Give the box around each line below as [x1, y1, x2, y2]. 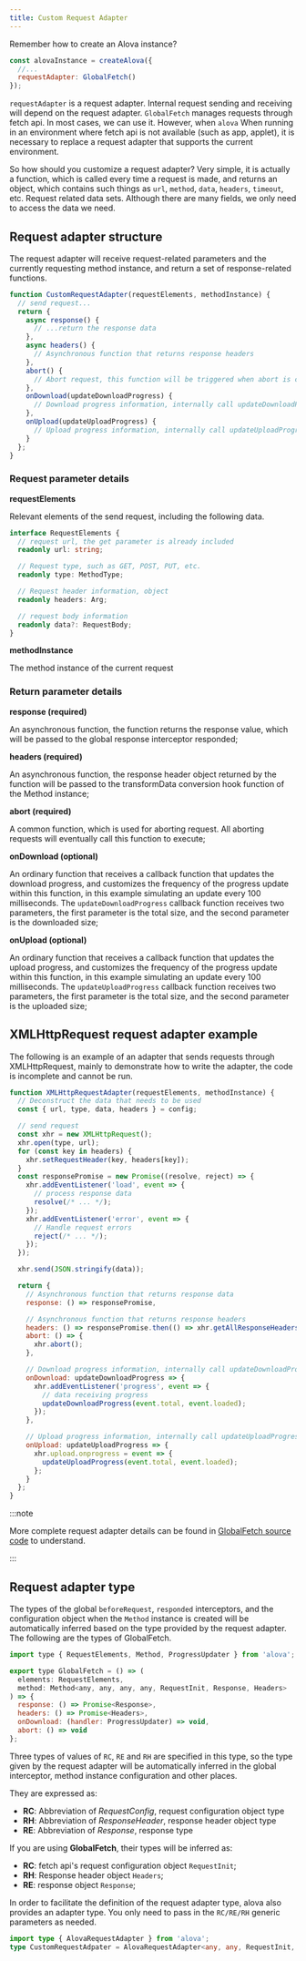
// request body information [17, 611, 128, 620]
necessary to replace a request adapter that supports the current [9, 137, 253, 148]
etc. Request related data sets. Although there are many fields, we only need [9, 193, 297, 204]
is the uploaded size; [9, 1000, 88, 1011]
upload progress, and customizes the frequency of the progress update [9, 962, 278, 973]
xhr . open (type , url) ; [17, 1138, 100, 1148]
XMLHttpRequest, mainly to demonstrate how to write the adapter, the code [9, 1060, 293, 1071]
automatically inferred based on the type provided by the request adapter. [9, 1623, 287, 1634]
